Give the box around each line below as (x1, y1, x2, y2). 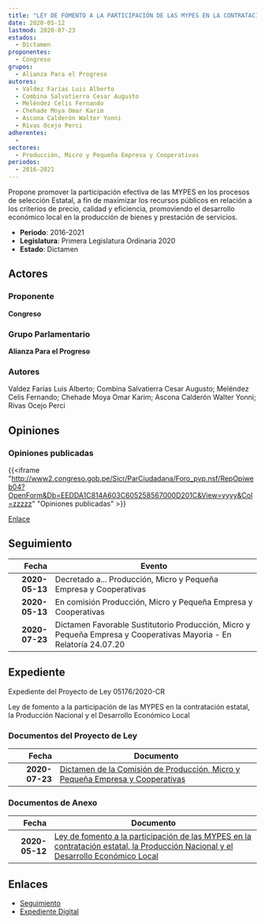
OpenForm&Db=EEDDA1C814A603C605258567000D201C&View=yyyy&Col (8, 490, 253, 499)
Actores (8, 267, 49, 281)
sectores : (8, 144, 41, 152)
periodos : (8, 159, 41, 166)
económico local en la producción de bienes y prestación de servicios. (8, 212, 238, 222)
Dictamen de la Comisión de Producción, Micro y (59, 763, 241, 774)
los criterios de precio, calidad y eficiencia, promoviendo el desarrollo (8, 204, 235, 213)
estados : (8, 33, 37, 42)
